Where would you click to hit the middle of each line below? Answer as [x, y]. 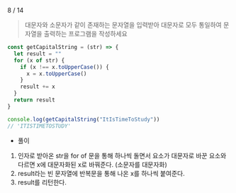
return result [34, 100]
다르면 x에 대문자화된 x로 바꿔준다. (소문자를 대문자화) [92, 164]
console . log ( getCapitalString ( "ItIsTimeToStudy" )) [84, 119]
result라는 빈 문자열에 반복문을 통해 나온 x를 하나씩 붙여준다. [101, 173]
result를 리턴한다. [42, 182]
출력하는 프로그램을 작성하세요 [85, 34]
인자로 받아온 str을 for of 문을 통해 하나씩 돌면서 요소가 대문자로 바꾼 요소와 [122, 155]
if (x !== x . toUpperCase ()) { [65, 67]
